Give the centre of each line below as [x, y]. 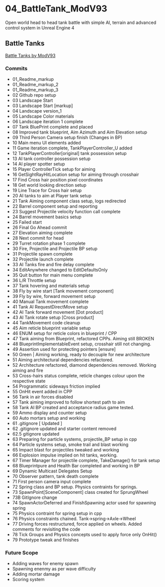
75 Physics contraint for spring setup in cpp [57, 513]
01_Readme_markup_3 [35, 90]
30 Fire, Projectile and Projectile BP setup [55, 249]
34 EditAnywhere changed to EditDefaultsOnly [60, 270]
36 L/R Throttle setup [34, 281]
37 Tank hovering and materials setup [51, 286]
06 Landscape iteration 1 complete [48, 122]
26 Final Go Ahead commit [40, 228]
